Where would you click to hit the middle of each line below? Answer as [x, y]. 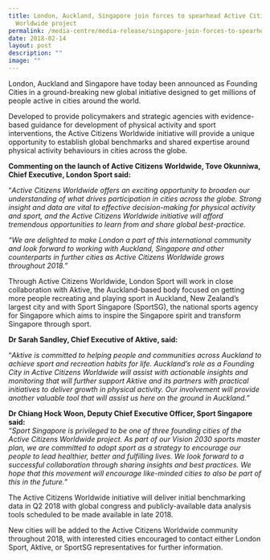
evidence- [237, 116]
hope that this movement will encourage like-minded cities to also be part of [135, 473]
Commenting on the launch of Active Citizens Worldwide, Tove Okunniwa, [135, 166]
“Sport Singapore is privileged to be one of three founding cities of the [125, 430]
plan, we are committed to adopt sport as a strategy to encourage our [125, 447]
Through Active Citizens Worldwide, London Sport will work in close [121, 281]
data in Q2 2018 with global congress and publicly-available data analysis [130, 506]
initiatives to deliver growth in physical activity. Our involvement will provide [134, 389]
